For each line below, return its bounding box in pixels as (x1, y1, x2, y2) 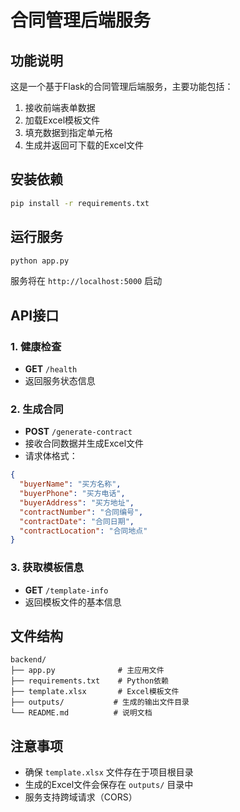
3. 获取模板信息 (10, 561, 85, 575)
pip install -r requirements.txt (10, 198, 150, 208)
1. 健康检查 (10, 339, 62, 353)
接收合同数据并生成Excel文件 (24, 437, 145, 450)
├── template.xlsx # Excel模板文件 (10, 687, 180, 697)
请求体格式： (24, 450, 78, 462)
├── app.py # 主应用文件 (10, 666, 165, 676)
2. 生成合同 (10, 402, 64, 416)
